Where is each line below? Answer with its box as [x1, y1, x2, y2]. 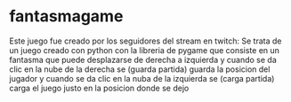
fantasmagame [9, 6, 124, 27]
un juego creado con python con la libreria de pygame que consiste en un [9, 44, 280, 55]
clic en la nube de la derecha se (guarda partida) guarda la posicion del [9, 64, 271, 75]
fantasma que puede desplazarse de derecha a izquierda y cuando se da [9, 54, 278, 65]
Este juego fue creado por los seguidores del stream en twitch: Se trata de [9, 35, 282, 46]
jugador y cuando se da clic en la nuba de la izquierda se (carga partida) [9, 73, 275, 83]
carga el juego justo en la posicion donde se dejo [9, 82, 190, 93]
